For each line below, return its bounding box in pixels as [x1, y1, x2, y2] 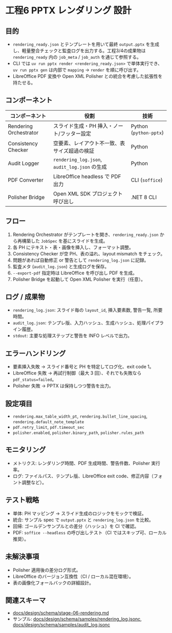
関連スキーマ [5, 596, 46, 604]
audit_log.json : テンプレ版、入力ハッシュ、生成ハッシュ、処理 [12, 320, 146, 326]
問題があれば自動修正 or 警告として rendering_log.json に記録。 [12, 257, 149, 263]
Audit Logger [8, 160, 39, 167]
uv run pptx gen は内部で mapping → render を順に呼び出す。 [12, 67, 141, 73]
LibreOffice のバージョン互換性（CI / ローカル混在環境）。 [12, 573, 134, 579]
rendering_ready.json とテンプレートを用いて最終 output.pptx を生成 [12, 41, 160, 47]
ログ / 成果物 [5, 293, 45, 301]
